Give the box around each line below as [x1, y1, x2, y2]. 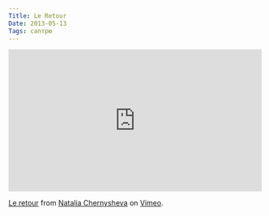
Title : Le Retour [8, 11, 67, 20]
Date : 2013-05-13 [8, 19, 67, 28]
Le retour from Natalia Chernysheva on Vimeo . [8, 198, 164, 208]
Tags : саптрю [8, 27, 53, 35]
